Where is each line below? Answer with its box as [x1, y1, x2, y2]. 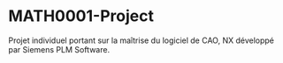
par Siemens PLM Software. [8, 44, 111, 54]
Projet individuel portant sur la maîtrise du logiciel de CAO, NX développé [8, 35, 275, 45]
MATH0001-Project [8, 6, 154, 26]
